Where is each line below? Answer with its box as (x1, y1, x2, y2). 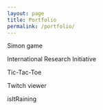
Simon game (7, 42, 43, 50)
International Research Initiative (7, 55, 96, 63)
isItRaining (7, 95, 37, 103)
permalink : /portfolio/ (7, 23, 76, 30)
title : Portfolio (7, 16, 57, 23)
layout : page (7, 10, 45, 17)
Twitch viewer (7, 82, 47, 90)
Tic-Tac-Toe (7, 68, 42, 76)
